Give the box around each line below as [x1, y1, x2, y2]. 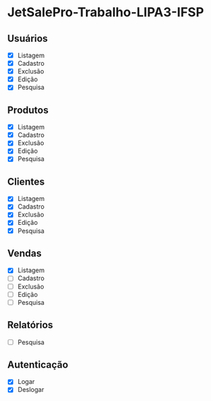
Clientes [7, 175, 45, 187]
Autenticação [7, 359, 68, 371]
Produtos [7, 104, 49, 116]
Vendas [7, 247, 42, 259]
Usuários [7, 33, 48, 45]
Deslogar [17, 385, 44, 394]
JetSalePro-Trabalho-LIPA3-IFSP [7, 4, 205, 21]
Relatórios [7, 319, 54, 331]
